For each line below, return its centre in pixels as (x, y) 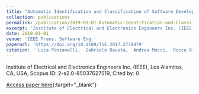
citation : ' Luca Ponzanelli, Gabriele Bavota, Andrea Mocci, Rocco (96, 50)
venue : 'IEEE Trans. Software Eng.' (51, 39)
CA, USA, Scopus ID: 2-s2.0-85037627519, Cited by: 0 (73, 73)
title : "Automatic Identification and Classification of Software (90, 12)
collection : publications (38, 17)
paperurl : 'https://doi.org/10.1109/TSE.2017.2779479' (75, 45)
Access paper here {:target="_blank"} (52, 85)
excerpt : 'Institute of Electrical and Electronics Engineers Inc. (91, 28)
